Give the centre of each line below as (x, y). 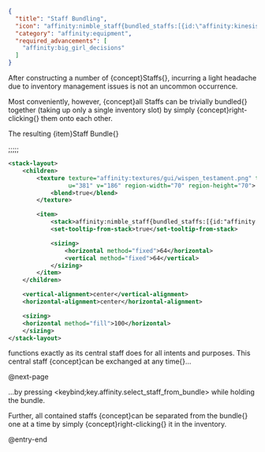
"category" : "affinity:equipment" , (74, 33)
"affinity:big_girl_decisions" (74, 48)
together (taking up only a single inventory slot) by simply (102, 110)
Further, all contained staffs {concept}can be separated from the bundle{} (128, 416)
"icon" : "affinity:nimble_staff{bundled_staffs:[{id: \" (109, 26)
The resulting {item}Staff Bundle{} (63, 134)
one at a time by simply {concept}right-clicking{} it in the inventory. (118, 424)
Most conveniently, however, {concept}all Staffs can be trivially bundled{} (128, 102)
